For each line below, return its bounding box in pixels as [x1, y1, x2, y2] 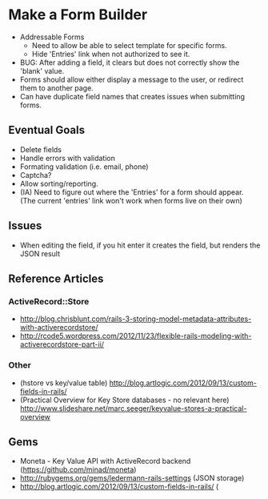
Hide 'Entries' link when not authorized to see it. [31, 49, 190, 58]
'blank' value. [19, 66, 65, 75]
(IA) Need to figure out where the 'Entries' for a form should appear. [19, 187, 244, 197]
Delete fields [19, 144, 62, 154]
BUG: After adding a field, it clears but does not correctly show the [19, 58, 240, 67]
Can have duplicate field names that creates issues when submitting [19, 91, 246, 101]
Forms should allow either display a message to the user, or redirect [19, 74, 244, 84]
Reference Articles [8, 272, 104, 285]
